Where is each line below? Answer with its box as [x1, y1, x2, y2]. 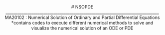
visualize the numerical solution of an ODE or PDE [31, 25, 134, 31]
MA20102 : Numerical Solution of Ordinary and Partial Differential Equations [4, 14, 160, 20]
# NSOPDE [71, 4, 94, 9]
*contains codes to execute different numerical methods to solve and [11, 20, 154, 25]
